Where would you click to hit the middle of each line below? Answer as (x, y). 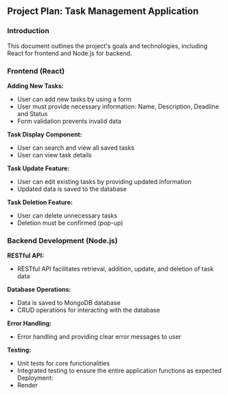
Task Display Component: (45, 134)
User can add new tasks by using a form (74, 99)
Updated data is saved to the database (72, 189)
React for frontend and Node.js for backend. (70, 53)
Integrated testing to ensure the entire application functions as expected (119, 371)
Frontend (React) (36, 71)
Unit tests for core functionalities (63, 363)
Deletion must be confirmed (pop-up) (70, 223)
